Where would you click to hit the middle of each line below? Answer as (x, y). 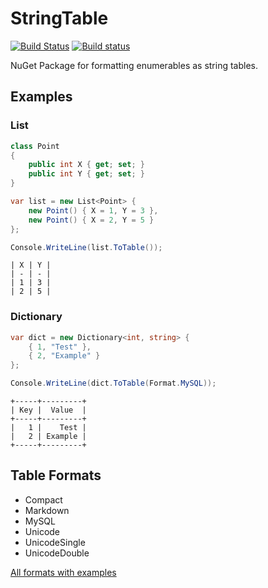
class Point (35, 146)
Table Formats (56, 475)
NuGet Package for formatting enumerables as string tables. (134, 65)
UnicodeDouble (57, 553)
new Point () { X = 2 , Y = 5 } (91, 220)
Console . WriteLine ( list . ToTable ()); (86, 247)
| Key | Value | (48, 410)
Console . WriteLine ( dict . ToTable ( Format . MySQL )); (113, 383)
